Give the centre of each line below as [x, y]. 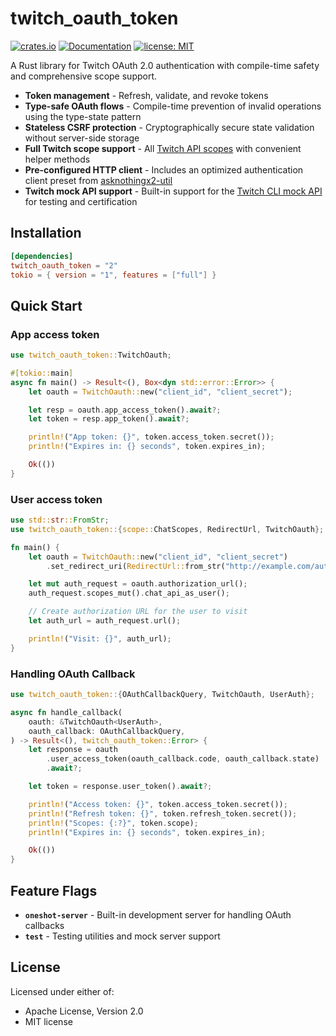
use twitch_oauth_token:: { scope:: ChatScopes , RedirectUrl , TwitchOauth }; [167, 529]
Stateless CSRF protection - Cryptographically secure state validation [169, 127]
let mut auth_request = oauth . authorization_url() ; [138, 584]
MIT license [48, 1021]
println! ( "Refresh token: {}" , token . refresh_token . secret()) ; [163, 813]
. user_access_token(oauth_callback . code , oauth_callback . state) [183, 759]
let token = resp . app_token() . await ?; [109, 419]
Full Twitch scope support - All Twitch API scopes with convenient [163, 148]
